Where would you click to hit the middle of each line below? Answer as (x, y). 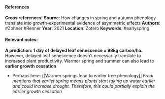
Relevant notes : (21, 39)
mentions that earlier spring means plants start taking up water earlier (84, 81)
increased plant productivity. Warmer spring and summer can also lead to (80, 61)
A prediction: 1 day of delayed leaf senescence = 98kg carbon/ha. (74, 50)
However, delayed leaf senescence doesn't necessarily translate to (73, 56)
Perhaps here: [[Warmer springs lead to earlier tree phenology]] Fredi (83, 76)
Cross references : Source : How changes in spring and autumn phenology (81, 18)
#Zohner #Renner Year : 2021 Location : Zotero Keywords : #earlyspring (77, 28)
